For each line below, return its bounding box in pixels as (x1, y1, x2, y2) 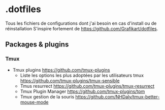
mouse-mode (20, 99, 49, 105)
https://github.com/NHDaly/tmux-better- (75, 93, 160, 99)
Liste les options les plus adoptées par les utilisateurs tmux (20, 72, 144, 78)
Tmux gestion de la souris (20, 93, 75, 99)
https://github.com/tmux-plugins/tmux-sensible (20, 77, 120, 84)
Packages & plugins (5, 40, 69, 49)
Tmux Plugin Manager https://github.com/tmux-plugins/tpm (20, 88, 145, 94)
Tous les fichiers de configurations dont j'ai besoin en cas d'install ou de (5, 20, 157, 26)
